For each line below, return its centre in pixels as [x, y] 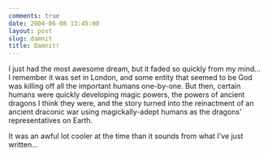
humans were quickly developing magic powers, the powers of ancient [127, 95]
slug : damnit [30, 38]
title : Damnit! [34, 46]
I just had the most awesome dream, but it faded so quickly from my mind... [135, 69]
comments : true [34, 16]
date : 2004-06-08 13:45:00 [54, 23]
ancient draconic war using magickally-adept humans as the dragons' [125, 112]
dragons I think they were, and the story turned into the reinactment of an [131, 103]
